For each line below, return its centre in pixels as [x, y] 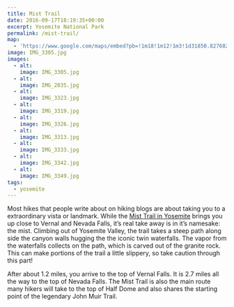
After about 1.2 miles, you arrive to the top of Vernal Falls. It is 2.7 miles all [113, 274]
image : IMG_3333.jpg [49, 150]
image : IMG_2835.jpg [49, 85]
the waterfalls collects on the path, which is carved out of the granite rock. [114, 246]
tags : [15, 182]
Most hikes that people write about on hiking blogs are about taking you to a [116, 209]
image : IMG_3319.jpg [49, 111]
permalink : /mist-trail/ [43, 33]
